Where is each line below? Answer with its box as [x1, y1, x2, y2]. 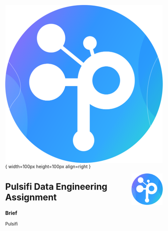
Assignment [5, 191, 57, 203]
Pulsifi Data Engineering [5, 181, 107, 192]
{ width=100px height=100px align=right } [5, 163, 91, 169]
